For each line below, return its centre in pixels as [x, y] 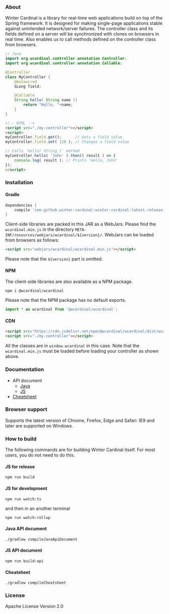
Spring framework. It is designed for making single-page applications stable [84, 23]
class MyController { [28, 77]
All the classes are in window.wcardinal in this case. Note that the [72, 346]
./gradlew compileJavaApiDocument [41, 539]
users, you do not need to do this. [40, 455]
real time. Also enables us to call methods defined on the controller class [80, 39]
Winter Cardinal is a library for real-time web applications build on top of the [84, 18]
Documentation [25, 370]
